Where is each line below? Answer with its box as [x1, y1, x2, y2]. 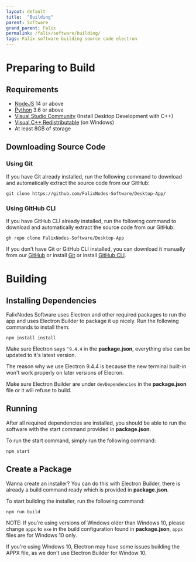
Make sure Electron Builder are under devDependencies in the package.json [6, 380, 187, 388]
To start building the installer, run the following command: [6, 497, 145, 504]
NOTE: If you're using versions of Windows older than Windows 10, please [6, 519, 185, 526]
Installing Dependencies [6, 295, 97, 305]
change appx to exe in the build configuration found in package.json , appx [6, 525, 183, 532]
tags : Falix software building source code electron [6, 36, 137, 42]
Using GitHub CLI [6, 204, 56, 212]
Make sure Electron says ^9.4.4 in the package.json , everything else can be [6, 345, 191, 352]
